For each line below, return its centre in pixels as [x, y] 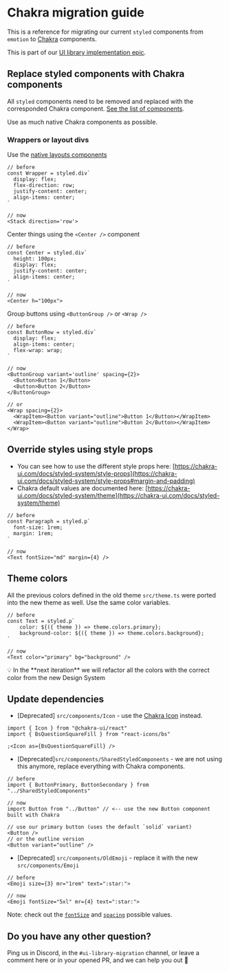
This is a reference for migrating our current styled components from [106, 32]
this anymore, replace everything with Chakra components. [101, 766]
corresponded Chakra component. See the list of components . [96, 109]
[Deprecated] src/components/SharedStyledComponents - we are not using [119, 759]
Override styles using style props [80, 449]
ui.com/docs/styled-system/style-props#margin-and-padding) [106, 481]
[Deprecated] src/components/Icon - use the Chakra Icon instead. [110, 716]
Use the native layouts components [57, 155]
